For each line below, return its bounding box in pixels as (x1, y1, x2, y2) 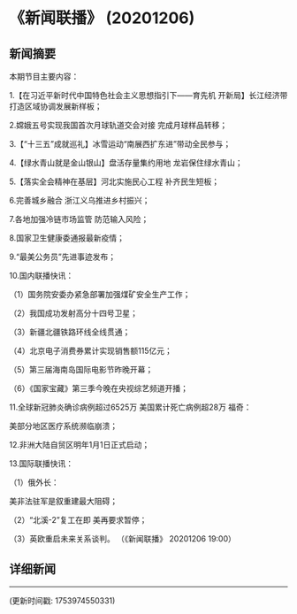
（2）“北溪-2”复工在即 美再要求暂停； (9, 515, 148, 525)
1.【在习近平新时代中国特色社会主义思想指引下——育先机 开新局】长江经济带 (9, 90, 288, 100)
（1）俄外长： (9, 477, 59, 487)
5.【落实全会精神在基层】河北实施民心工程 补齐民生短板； (9, 176, 219, 187)
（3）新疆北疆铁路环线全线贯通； (9, 326, 131, 337)
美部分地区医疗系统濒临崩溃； (9, 421, 118, 431)
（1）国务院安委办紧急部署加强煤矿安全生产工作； (9, 289, 191, 299)
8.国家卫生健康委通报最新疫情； (9, 233, 126, 243)
